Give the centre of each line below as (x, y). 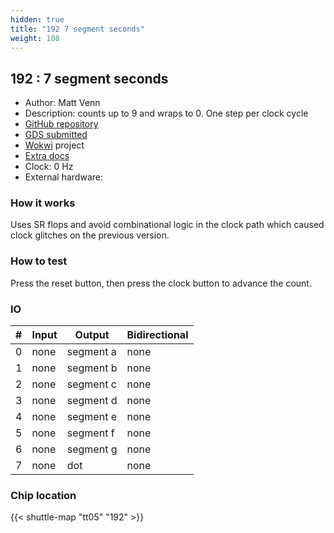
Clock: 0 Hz (49, 167)
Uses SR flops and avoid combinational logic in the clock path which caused (167, 225)
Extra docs (47, 156)
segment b (92, 368)
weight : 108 (35, 38)
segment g (92, 449)
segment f (90, 433)
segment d (92, 401)
